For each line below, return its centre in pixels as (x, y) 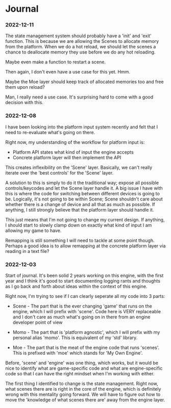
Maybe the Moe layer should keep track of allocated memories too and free (85, 82)
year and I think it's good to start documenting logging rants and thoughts (83, 281)
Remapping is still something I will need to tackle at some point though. (80, 240)
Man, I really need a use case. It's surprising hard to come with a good (79, 97)
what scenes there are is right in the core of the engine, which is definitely (83, 389)
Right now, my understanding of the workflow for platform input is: (75, 142)
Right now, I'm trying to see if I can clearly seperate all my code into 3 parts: (85, 296)
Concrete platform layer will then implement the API (67, 157)
